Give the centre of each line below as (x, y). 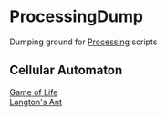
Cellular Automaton (66, 70)
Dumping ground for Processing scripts (83, 42)
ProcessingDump (77, 17)
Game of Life (34, 92)
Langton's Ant (36, 101)
